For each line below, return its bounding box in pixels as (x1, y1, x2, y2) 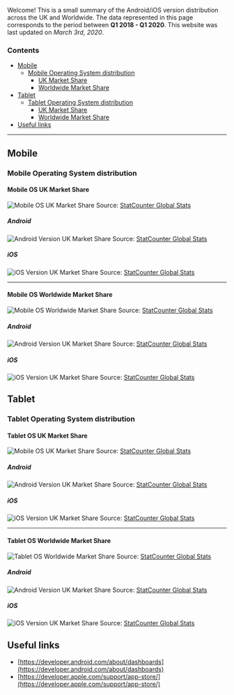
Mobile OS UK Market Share (7, 185, 89, 194)
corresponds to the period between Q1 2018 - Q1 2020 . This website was (7, 21, 218, 29)
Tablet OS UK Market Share (7, 431, 88, 440)
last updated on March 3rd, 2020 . (7, 28, 104, 36)
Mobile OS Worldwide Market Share (7, 291, 113, 299)
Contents (7, 45, 40, 55)
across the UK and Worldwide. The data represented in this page (7, 13, 194, 22)
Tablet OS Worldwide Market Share (7, 536, 111, 544)
